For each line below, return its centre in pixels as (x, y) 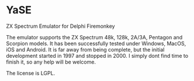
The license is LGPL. (31, 73)
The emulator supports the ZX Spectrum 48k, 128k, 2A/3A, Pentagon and (94, 37)
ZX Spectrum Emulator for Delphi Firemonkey (60, 26)
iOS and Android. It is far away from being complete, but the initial (85, 49)
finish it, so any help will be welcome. (51, 62)
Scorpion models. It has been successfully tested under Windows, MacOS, (96, 43)
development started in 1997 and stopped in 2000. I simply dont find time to (97, 56)
